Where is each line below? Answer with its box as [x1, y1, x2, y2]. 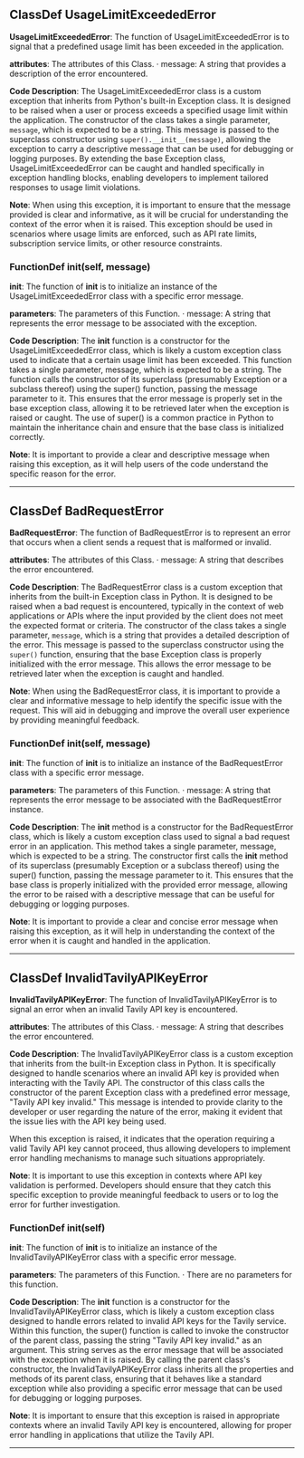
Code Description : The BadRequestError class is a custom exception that [9, 581, 283, 592]
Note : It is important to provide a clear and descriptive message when [9, 449, 270, 460]
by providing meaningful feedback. [9, 715, 140, 725]
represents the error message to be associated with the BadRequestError [9, 794, 282, 805]
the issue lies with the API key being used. [9, 1116, 167, 1127]
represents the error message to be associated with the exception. [9, 318, 258, 329]
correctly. [9, 432, 45, 443]
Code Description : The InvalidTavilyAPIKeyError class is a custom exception [9, 1049, 294, 1060]
